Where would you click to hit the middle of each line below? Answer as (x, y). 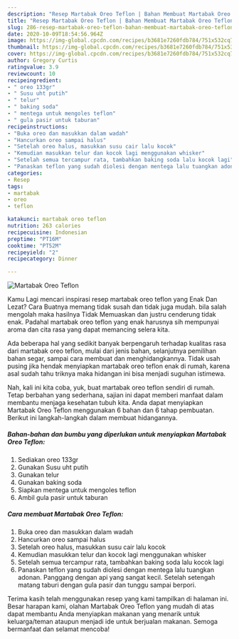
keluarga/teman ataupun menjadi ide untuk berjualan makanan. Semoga (113, 622)
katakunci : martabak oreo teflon (57, 219)
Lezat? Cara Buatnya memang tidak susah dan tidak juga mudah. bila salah (117, 307)
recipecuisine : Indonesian (47, 232)
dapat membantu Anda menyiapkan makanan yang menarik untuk (104, 614)
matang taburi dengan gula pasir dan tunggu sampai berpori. (107, 585)
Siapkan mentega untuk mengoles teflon (77, 490)
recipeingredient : (34, 80)
